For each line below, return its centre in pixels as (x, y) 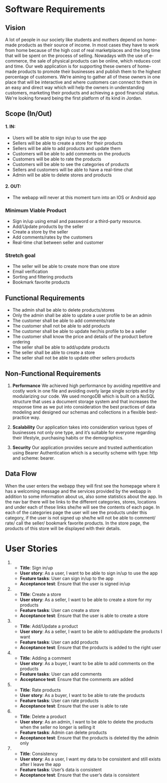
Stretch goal (20, 255)
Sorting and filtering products (43, 277)
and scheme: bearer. (34, 458)
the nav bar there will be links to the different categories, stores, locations (81, 501)
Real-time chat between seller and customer (58, 242)
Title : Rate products (40, 690)
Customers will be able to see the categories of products (71, 164)
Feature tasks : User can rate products (59, 700)
